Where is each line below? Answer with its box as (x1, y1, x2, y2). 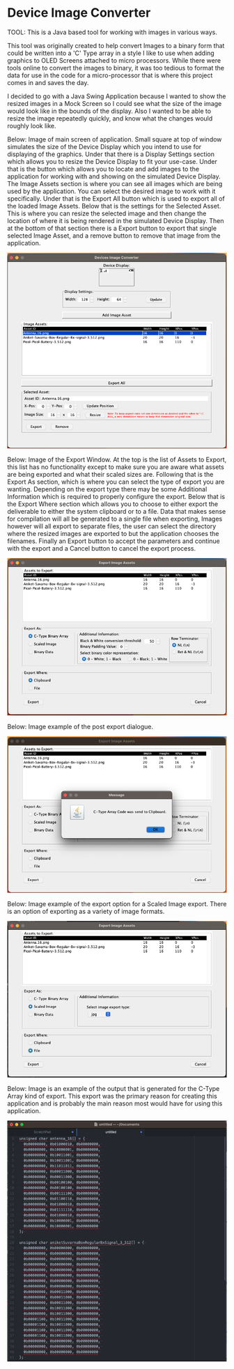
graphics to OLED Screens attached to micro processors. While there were (7, 56, 221, 64)
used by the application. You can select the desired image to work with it (7, 187, 216, 195)
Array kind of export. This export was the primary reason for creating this (7, 1092, 217, 1101)
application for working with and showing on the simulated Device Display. (7, 172, 221, 181)
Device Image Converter (7, 5, 151, 21)
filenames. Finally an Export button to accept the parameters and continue (7, 537, 221, 545)
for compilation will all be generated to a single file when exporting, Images (7, 514, 223, 523)
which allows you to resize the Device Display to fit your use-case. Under (7, 157, 217, 165)
